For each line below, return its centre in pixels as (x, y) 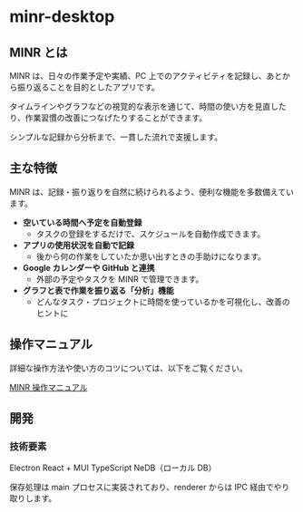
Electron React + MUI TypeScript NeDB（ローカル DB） (113, 468)
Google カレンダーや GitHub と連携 (88, 267)
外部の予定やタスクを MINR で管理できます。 (120, 279)
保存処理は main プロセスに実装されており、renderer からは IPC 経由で (142, 488)
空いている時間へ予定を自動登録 (82, 222)
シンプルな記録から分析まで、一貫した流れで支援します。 (116, 137)
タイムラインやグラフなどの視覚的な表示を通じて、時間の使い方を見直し (144, 106)
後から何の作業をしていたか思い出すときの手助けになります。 (151, 256)
